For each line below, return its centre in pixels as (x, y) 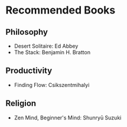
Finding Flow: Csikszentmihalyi (52, 85)
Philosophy (27, 32)
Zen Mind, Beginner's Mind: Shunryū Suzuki (68, 118)
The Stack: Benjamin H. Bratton (52, 52)
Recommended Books (61, 10)
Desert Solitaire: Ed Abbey (46, 46)
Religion (21, 103)
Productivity (29, 71)
